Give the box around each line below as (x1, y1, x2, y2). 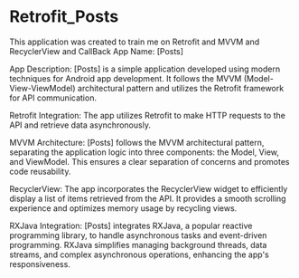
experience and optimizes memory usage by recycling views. (9, 202, 238, 214)
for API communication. (9, 92, 98, 103)
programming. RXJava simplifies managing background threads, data (9, 239, 267, 250)
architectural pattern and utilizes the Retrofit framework (77, 82, 285, 93)
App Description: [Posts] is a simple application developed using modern (9, 63, 281, 74)
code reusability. (9, 166, 71, 177)
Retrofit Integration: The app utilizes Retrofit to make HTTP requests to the (9, 110, 286, 120)
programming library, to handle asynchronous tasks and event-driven (9, 229, 267, 241)
